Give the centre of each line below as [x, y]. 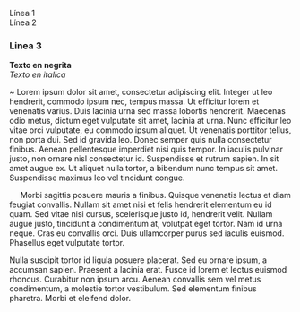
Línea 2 [23, 22]
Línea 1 [22, 13]
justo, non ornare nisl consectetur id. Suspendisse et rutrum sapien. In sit [144, 159]
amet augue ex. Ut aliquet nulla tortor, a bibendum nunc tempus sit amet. [143, 169]
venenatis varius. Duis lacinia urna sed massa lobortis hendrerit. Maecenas [148, 111]
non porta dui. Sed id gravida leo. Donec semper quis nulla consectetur [141, 140]
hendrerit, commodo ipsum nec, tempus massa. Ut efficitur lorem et [134, 101]
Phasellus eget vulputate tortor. [67, 243]
